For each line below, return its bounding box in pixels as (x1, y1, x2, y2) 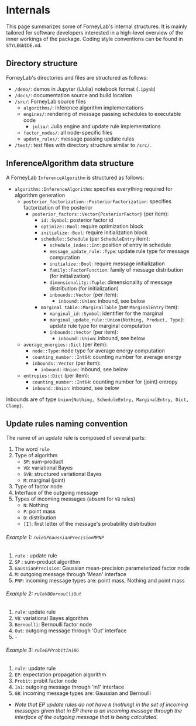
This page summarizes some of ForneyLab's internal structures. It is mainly (6, 23, 187, 30)
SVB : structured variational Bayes (23, 471, 102, 478)
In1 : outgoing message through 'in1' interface (14, 683, 125, 690)
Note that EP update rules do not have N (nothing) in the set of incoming (14, 701, 188, 708)
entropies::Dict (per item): (23, 372, 90, 379)
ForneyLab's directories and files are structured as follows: (6, 74, 148, 81)
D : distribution (23, 514, 57, 521)
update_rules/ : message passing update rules (23, 135, 135, 142)
